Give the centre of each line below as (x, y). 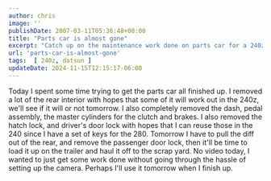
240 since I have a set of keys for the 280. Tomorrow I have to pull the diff (131, 134)
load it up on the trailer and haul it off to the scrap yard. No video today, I (129, 150)
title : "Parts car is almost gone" (68, 38)
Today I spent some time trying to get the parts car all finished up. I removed (135, 91)
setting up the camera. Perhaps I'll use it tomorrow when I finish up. (121, 168)
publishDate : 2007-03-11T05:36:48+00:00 (77, 31)
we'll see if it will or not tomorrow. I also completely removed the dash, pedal (135, 108)
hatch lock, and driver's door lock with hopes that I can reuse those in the (131, 125)
